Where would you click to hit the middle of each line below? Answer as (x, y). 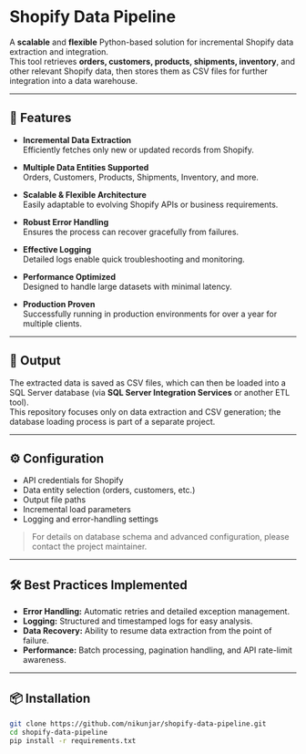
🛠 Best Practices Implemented (99, 585)
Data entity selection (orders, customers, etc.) (109, 491)
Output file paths (54, 500)
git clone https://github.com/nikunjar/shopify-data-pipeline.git (138, 724)
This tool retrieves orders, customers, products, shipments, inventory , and (153, 61)
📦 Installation (50, 698)
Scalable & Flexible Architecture (85, 194)
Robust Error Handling (66, 222)
